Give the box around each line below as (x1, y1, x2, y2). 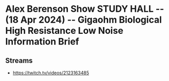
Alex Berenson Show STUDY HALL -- (5, 3, 164, 15)
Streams (5, 56, 33, 65)
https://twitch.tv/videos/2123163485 (12, 70, 89, 76)
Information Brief (5, 36, 79, 48)
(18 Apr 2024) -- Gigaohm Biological (5, 14, 162, 26)
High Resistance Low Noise (5, 25, 124, 36)
